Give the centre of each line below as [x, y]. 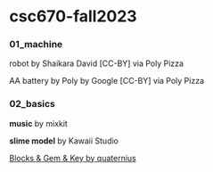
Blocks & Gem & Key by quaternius [73, 158]
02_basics [33, 104]
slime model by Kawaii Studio [64, 141]
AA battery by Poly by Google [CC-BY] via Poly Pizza [107, 81]
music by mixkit [39, 123]
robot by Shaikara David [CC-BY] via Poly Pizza [97, 63]
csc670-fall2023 [73, 16]
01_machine [36, 45]
